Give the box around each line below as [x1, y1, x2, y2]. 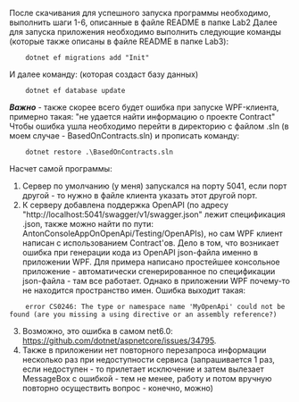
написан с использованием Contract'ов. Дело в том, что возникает [21, 238, 279, 248]
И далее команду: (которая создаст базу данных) [9, 69, 199, 80]
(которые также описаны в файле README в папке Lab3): [9, 36, 229, 46]
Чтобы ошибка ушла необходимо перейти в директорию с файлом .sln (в [9, 121, 289, 131]
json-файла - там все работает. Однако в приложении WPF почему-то [21, 276, 291, 286]
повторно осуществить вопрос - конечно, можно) [21, 383, 214, 393]
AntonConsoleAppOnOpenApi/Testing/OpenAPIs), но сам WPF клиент [21, 228, 283, 239]
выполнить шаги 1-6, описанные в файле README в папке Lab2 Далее [9, 17, 278, 28]
